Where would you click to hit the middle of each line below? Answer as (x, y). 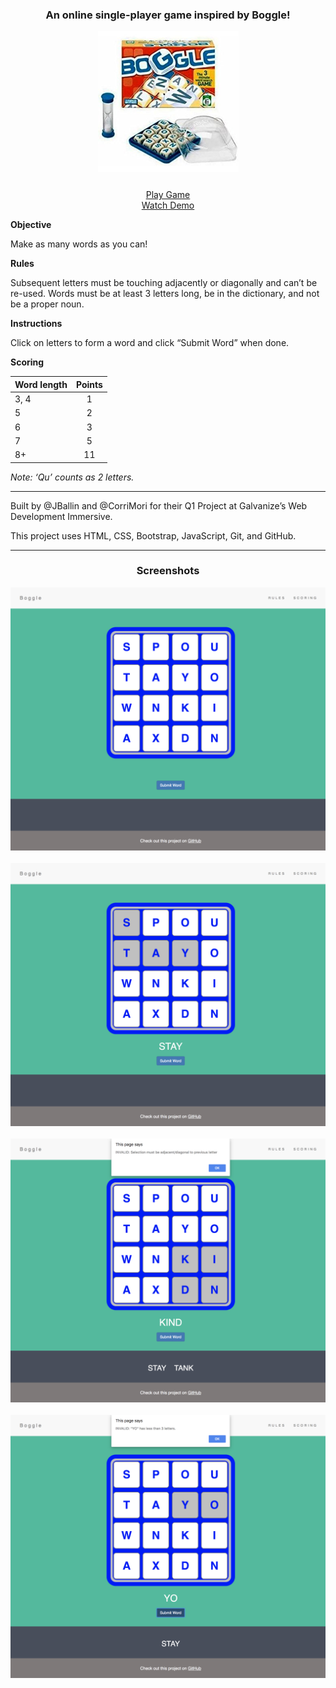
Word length (41, 384)
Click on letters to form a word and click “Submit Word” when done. (150, 343)
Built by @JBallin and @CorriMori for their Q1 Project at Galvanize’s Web (159, 505)
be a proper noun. (47, 304)
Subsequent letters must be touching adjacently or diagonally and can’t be (164, 283)
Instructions (36, 324)
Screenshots (168, 571)
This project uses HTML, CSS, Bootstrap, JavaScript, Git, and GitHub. (153, 535)
